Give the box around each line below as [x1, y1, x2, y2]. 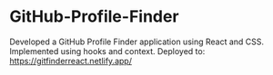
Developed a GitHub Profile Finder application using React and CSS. [9, 36, 265, 47]
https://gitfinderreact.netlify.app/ [9, 55, 132, 66]
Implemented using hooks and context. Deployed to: [9, 45, 206, 56]
